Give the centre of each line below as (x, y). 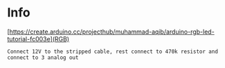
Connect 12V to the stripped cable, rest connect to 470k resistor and (112, 52)
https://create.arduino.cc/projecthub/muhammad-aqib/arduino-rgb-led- (112, 32)
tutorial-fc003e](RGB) (38, 38)
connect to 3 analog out (43, 57)
